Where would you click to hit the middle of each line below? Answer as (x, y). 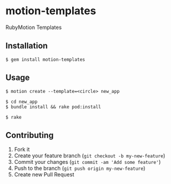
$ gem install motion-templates (45, 59)
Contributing (30, 135)
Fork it (22, 150)
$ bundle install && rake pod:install (53, 107)
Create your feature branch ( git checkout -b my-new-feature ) (90, 156)
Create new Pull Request (44, 175)
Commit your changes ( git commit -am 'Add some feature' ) (87, 162)
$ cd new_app (22, 102)
